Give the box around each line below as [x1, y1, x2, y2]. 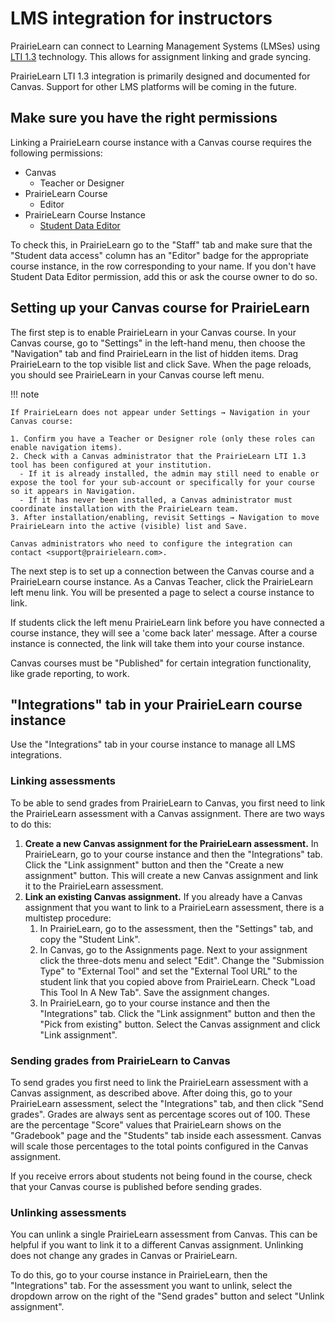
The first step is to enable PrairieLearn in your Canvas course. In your [10, 326, 297, 338]
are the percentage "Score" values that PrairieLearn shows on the [10, 1118, 282, 1131]
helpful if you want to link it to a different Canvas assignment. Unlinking [10, 1239, 304, 1251]
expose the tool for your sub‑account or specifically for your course [10, 477, 315, 487]
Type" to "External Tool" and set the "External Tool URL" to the [39, 965, 298, 977]
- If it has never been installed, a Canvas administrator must [19, 495, 293, 505]
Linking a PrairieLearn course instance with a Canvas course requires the [10, 136, 312, 148]
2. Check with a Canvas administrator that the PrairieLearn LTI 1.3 [10, 451, 307, 461]
